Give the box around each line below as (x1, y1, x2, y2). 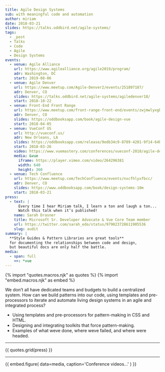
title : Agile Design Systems (5, 7, 65, 12)
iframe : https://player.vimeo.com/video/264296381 (18, 158, 124, 163)
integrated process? (5, 302, 46, 308)
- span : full (9, 254, 36, 259)
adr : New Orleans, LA (14, 135, 58, 140)
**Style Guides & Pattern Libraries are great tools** (9, 235, 124, 241)
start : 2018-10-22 (14, 99, 52, 104)
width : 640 (18, 163, 41, 168)
